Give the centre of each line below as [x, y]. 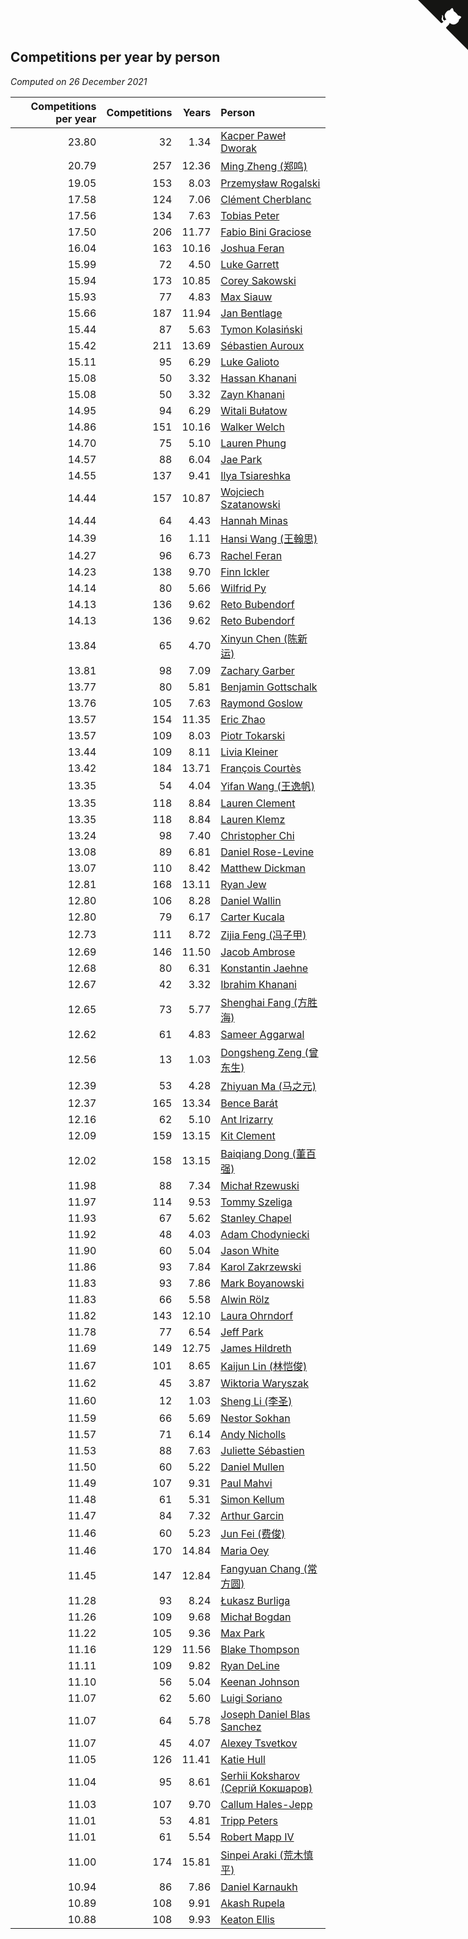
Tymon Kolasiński [261, 329]
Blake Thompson [260, 1649]
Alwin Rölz [245, 1299]
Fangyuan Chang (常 [269, 1568]
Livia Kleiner [249, 752]
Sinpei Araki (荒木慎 [267, 1855]
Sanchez [241, 1727]
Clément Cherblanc [266, 199]
